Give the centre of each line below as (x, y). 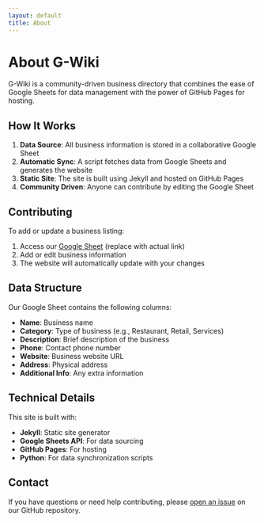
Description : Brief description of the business (94, 339)
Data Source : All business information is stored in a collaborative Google (138, 145)
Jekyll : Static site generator (65, 432)
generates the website (56, 170)
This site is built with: (43, 417)
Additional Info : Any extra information (81, 372)
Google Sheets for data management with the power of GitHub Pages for (126, 93)
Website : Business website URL (72, 356)
